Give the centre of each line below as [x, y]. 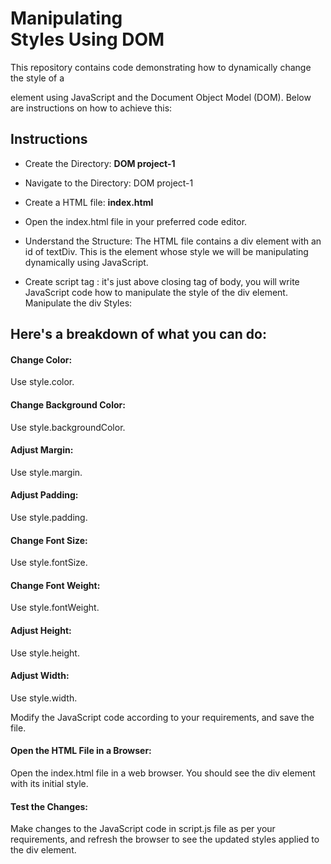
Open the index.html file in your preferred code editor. [136, 221]
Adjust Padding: [44, 495]
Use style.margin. [46, 472]
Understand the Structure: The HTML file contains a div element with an [173, 241]
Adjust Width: [40, 676]
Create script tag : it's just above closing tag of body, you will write [162, 281]
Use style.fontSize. [49, 563]
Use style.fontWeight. [55, 608]
